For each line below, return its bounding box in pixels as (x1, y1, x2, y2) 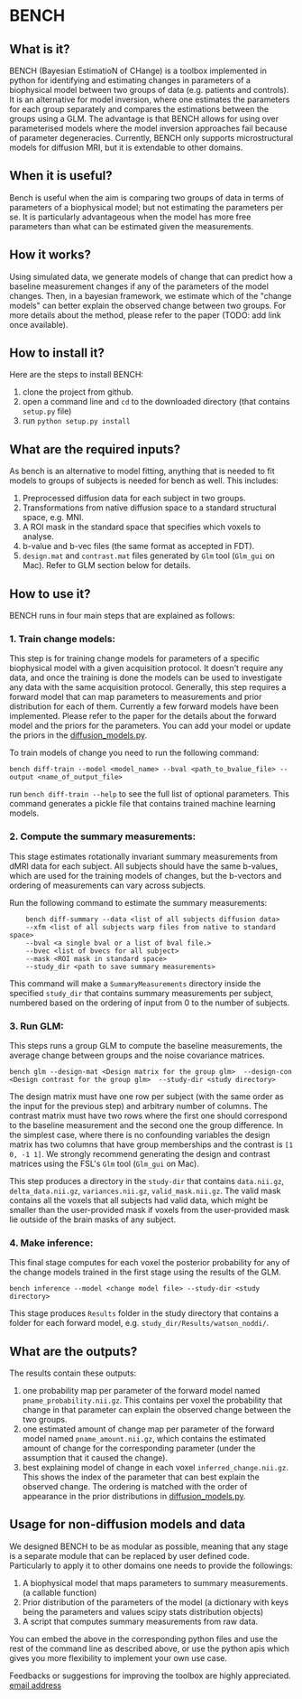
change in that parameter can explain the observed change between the (22, 1405, 291, 1415)
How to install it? (9, 345, 105, 361)
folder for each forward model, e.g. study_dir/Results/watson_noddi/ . (9, 1318, 270, 1329)
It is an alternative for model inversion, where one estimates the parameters (9, 94, 290, 105)
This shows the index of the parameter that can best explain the (22, 1471, 260, 1482)
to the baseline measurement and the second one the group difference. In (9, 1119, 284, 1130)
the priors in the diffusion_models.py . (9, 730, 148, 741)
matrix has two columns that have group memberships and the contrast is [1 (9, 1139, 294, 1150)
